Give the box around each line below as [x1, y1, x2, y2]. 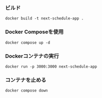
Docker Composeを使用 [5, 28, 64, 35]
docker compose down [5, 88, 48, 93]
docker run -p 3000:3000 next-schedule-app [5, 64, 97, 69]
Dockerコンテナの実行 [5, 52, 59, 59]
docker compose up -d [5, 40, 50, 45]
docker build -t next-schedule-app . [5, 16, 84, 21]
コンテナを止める [5, 76, 46, 83]
